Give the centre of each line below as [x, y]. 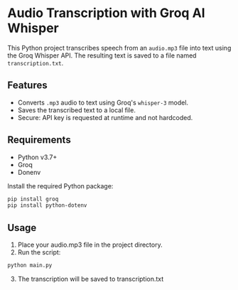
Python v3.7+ [37, 157]
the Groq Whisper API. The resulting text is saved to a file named [102, 55]
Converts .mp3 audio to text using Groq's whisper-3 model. [103, 102]
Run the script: [39, 252]
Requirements [39, 140]
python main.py [30, 265]
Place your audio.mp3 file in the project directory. [90, 245]
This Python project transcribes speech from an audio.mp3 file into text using [119, 48]
